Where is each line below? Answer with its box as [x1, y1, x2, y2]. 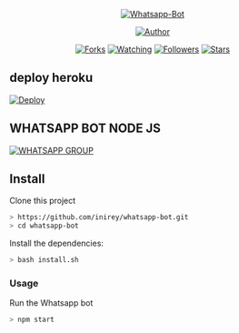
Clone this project [9, 196, 76, 207]
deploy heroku [9, 70, 94, 86]
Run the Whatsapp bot [9, 298, 94, 308]
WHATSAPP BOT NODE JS [9, 121, 161, 136]
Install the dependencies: [9, 237, 105, 249]
